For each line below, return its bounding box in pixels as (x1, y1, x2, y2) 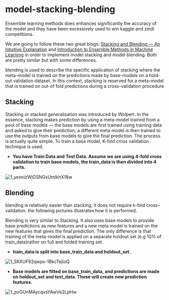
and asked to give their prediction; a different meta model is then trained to (5, 127, 161, 133)
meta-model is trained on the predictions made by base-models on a (5, 72, 148, 78)
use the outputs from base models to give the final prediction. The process (5, 133, 160, 139)
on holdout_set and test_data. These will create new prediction (12, 274, 147, 280)
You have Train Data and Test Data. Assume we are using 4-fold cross (12, 153, 162, 159)
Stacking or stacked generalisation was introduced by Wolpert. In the (5, 111, 149, 117)
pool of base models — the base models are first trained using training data (5, 122, 162, 128)
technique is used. (5, 143, 44, 149)
